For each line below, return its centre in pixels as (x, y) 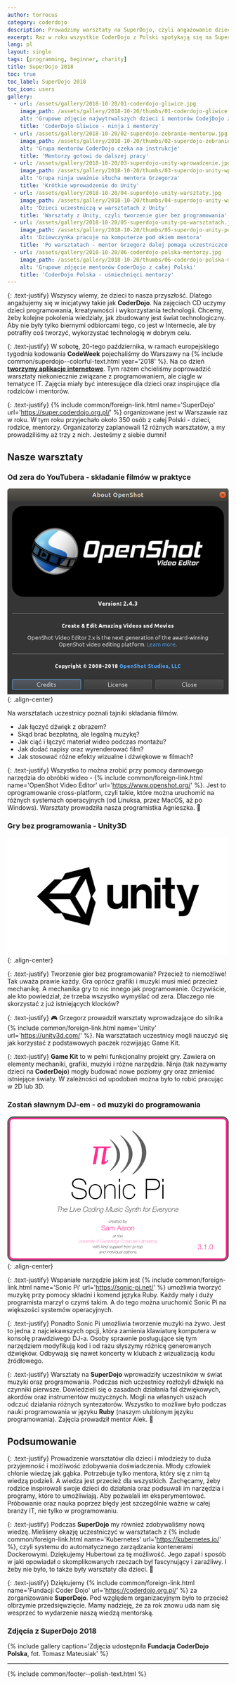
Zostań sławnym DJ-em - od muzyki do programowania (104, 1105)
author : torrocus (33, 15)
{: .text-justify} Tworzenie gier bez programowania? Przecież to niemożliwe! (117, 974)
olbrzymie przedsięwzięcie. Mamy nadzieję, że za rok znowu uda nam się (113, 1605)
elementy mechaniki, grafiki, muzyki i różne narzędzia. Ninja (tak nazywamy (117, 1064)
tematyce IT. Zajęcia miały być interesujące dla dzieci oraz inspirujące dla (113, 384)
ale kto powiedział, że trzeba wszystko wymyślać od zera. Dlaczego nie (111, 996)
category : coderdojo (38, 22)
